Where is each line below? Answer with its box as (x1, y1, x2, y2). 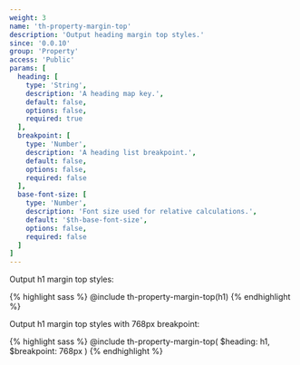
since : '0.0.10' (9, 38, 71, 48)
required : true (25, 114, 83, 123)
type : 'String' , (25, 81, 88, 90)
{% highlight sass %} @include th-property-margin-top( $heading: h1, (9, 336, 270, 347)
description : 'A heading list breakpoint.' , (25, 148, 197, 157)
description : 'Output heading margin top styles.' (9, 30, 205, 39)
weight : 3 (9, 13, 47, 23)
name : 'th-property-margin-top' (9, 22, 131, 31)
